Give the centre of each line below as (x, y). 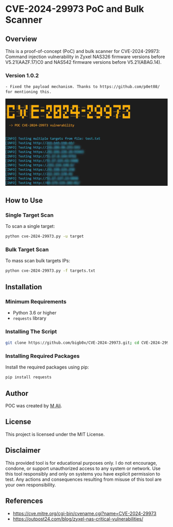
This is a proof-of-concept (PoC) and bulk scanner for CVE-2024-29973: (83, 51)
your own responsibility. (31, 485)
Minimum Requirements (36, 302)
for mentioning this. (29, 92)
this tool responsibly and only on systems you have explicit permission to (83, 473)
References (24, 501)
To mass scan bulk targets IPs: (38, 261)
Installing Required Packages (42, 356)
